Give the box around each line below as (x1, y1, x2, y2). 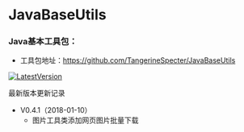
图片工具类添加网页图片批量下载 (32, 115, 139, 126)
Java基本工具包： (8, 36, 78, 47)
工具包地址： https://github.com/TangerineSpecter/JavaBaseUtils (19, 56, 236, 65)
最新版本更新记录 (8, 89, 65, 98)
